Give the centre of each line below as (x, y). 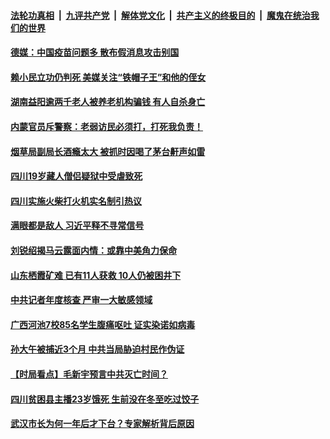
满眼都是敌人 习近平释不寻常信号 (77, 226)
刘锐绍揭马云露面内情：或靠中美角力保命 (93, 250)
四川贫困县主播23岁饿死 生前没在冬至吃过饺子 (105, 399)
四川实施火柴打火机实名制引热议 (76, 201)
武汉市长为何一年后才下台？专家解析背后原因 (102, 424)
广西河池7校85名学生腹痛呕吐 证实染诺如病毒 (103, 324)
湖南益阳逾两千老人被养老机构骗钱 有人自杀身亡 (108, 102)
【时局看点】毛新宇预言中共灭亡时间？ (89, 374)
